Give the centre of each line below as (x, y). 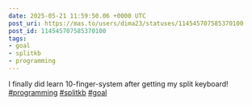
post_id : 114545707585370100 (57, 31)
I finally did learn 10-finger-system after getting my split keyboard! (118, 84)
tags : (17, 38)
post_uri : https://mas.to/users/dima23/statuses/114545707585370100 (126, 23)
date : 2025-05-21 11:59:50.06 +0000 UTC (78, 16)
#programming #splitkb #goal (58, 92)
